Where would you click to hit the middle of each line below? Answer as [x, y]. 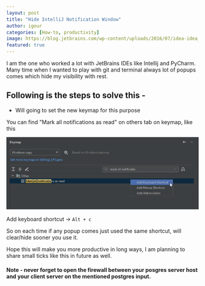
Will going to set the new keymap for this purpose [77, 110]
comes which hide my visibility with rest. [57, 76]
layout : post [23, 13]
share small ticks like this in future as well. [59, 256]
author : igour [24, 26]
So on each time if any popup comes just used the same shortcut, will [94, 231]
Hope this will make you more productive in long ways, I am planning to [96, 249]
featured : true [26, 45]
